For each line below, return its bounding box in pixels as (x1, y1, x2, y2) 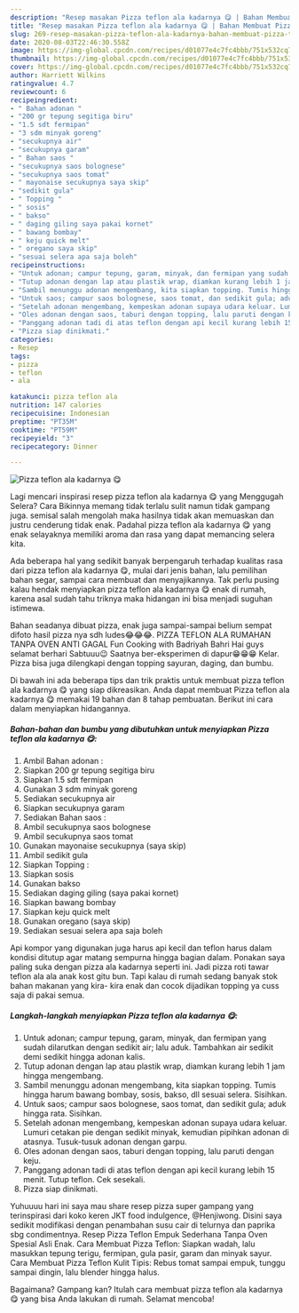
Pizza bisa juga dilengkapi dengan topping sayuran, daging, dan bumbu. (10, 658, 274, 669)
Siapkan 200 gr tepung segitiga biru (22, 765, 154, 776)
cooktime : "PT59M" (10, 426, 78, 434)
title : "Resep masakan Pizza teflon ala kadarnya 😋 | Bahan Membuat (10, 21, 271, 30)
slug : (10, 29, 30, 38)
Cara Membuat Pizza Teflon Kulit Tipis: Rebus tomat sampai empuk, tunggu (10, 1258, 287, 1269)
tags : (10, 352, 30, 361)
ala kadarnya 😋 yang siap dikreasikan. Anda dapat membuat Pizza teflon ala (10, 685, 290, 696)
